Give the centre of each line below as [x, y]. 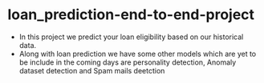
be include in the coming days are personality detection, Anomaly [128, 62]
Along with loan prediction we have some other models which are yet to [138, 53]
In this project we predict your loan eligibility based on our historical [131, 37]
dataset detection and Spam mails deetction [92, 70]
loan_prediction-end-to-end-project [131, 15]
